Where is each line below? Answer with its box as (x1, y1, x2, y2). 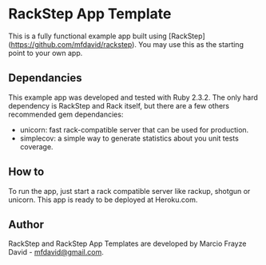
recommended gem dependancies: (8, 109, 124, 119)
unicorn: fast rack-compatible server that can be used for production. (19, 125, 249, 134)
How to (8, 165, 45, 179)
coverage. (19, 141, 54, 152)
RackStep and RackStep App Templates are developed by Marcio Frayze (8, 239, 247, 248)
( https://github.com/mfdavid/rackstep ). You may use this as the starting (8, 39, 244, 49)
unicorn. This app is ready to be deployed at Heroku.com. (8, 195, 198, 204)
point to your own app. (8, 48, 83, 57)
